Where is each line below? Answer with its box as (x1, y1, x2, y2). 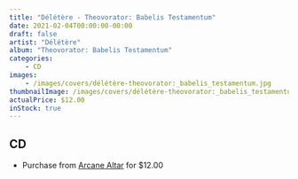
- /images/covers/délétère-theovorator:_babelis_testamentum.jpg (25, 79, 272, 88)
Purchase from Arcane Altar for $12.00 (21, 160, 164, 171)
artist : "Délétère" (9, 37, 82, 47)
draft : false (9, 29, 58, 38)
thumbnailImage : (9, 87, 69, 96)
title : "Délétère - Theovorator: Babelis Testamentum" (9, 12, 216, 22)
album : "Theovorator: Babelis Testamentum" (9, 46, 173, 55)
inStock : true (9, 104, 62, 113)
